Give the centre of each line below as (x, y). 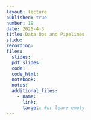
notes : (20, 85)
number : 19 (20, 23)
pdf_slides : (27, 62)
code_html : (25, 74)
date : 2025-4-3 (25, 29)
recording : (20, 46)
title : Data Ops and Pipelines (45, 35)
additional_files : (35, 91)
